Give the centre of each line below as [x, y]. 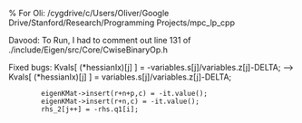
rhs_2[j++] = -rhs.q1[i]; [90, 109]
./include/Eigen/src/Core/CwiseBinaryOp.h [88, 50]
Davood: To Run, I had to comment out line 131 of [100, 40]
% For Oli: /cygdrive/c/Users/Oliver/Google [89, 13]
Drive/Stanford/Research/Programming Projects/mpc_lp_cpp [122, 23]
